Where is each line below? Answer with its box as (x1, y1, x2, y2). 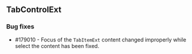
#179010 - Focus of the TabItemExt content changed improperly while (14, 36, 187, 43)
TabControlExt (6, 5, 62, 15)
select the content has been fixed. (14, 42, 100, 49)
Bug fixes (6, 23, 35, 31)
